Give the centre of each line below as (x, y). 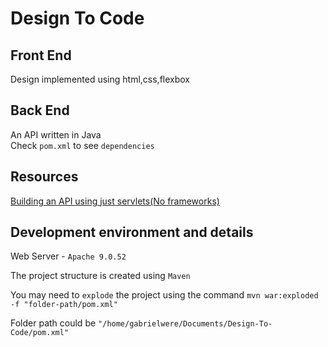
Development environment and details (132, 232)
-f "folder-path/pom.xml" (64, 305)
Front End (41, 55)
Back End (40, 110)
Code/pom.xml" (40, 333)
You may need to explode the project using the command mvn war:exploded (164, 295)
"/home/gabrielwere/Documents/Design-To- (185, 324)
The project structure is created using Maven (100, 276)
